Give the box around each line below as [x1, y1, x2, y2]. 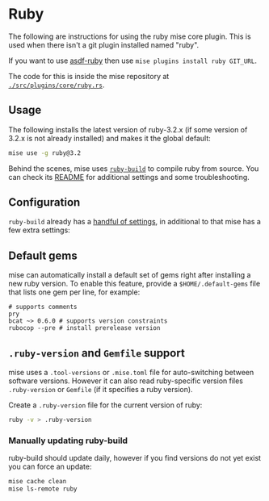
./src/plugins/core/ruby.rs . [8, 80, 105, 90]
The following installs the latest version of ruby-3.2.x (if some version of [8, 124, 248, 134]
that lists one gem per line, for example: [8, 287, 141, 297]
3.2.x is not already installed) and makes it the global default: [8, 133, 212, 143]
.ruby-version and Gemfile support [8, 346, 186, 360]
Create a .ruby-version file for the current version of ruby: [8, 400, 203, 410]
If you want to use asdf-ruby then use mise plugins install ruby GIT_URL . [8, 56, 257, 65]
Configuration [8, 195, 81, 210]
